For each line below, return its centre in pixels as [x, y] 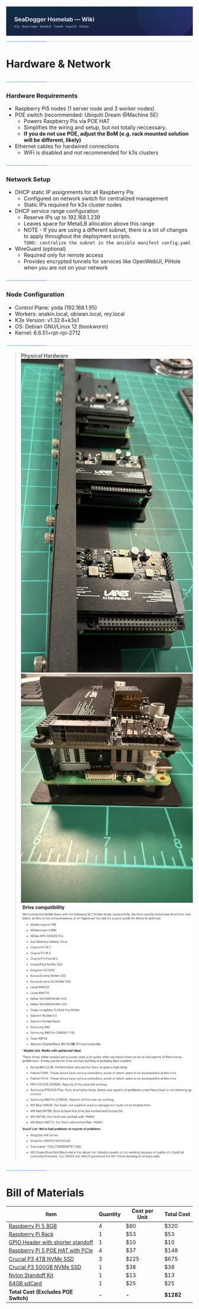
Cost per [143, 1211]
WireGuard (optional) [40, 249]
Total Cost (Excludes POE [41, 1292]
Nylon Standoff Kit [31, 1275]
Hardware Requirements [42, 95]
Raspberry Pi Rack [31, 1234]
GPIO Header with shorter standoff [51, 1242]
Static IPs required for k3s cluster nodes [73, 205]
